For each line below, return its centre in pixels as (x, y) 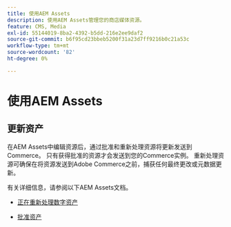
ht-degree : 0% (28, 59)
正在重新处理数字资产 (47, 202)
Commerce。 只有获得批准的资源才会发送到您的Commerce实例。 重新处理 (113, 155)
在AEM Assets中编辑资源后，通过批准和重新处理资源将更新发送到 (100, 147)
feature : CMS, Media (37, 26)
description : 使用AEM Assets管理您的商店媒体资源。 (76, 20)
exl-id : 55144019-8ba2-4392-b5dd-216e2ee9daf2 (75, 33)
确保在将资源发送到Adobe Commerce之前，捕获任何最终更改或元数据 (117, 164)
